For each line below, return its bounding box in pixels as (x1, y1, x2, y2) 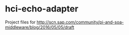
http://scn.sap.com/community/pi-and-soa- (36, 19, 124, 25)
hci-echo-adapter (5, 3, 79, 14)
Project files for (5, 19, 36, 25)
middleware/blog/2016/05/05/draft (5, 24, 74, 30)
